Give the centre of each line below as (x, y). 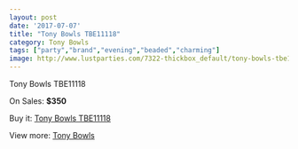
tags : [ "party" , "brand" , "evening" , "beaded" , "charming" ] (114, 51)
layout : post (33, 17)
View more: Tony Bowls (52, 135)
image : (21, 59)
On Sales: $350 (38, 101)
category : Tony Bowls (49, 42)
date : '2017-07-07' (45, 26)
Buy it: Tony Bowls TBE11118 (60, 118)
